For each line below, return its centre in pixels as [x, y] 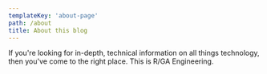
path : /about [30, 23]
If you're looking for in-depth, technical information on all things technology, [134, 53]
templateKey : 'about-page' [53, 16]
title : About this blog [48, 30]
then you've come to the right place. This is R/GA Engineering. [111, 61]
